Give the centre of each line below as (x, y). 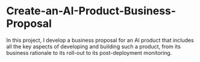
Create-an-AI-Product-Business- (91, 11)
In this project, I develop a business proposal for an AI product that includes (100, 40)
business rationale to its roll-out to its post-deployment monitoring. (89, 52)
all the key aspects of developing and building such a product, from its (93, 46)
